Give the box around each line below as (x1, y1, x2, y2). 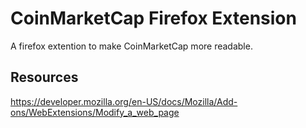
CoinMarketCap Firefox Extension (10, 7, 297, 30)
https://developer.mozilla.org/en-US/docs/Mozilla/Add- (10, 95, 238, 107)
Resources (10, 69, 79, 86)
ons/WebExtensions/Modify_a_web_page (10, 106, 180, 118)
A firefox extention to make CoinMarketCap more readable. (10, 40, 253, 52)
